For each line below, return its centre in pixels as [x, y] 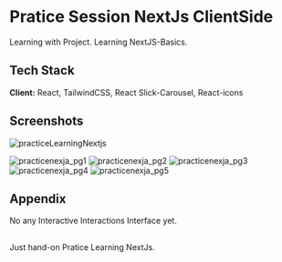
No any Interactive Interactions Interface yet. [94, 221]
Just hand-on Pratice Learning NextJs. [82, 247]
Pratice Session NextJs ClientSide [141, 17]
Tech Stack [42, 71]
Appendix [38, 199]
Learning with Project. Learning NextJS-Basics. [99, 42]
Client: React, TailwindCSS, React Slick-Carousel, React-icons [126, 92]
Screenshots [47, 121]
